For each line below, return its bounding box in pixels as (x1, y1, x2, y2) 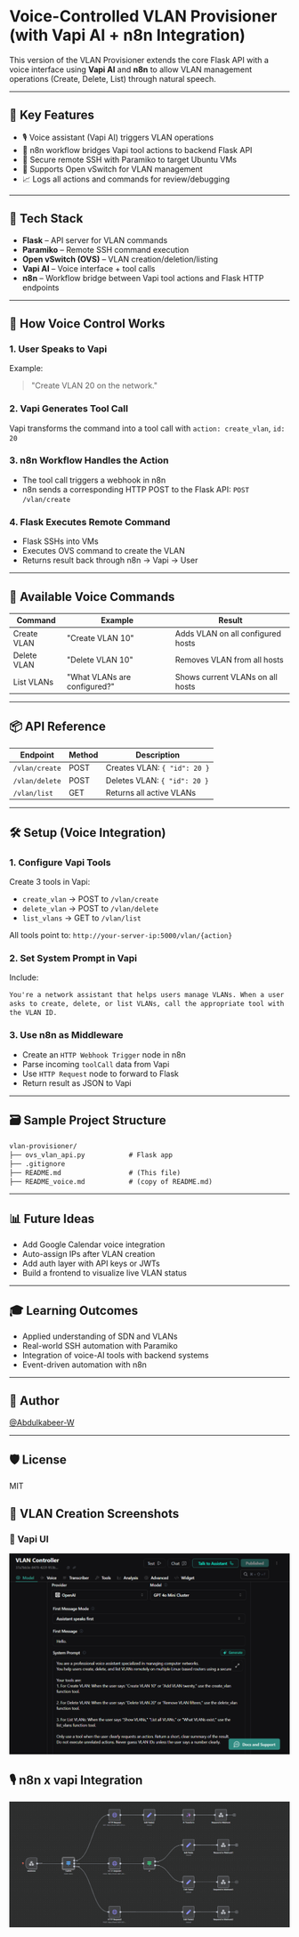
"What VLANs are (66, 672, 132, 683)
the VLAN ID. (9, 1009, 58, 1017)
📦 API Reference (9, 719, 107, 734)
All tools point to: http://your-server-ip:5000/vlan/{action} (9, 929, 233, 940)
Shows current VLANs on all (174, 672, 278, 683)
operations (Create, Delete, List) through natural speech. (9, 73, 216, 84)
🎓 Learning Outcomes (9, 1302, 139, 1318)
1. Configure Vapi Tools (9, 856, 111, 869)
